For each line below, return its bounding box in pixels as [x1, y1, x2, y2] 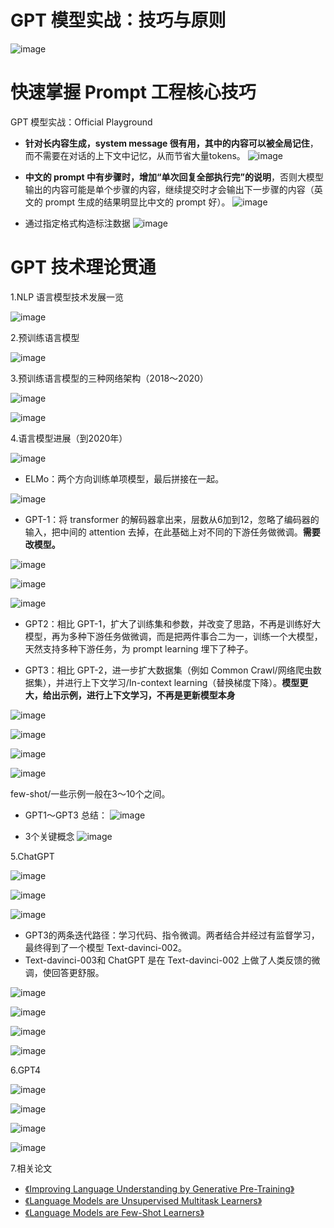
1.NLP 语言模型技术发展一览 [10, 291, 125, 303]
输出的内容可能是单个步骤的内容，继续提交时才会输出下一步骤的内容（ [24, 183, 315, 195]
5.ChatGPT [10, 850, 55, 862]
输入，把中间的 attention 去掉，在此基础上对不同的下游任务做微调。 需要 [24, 526, 321, 538]
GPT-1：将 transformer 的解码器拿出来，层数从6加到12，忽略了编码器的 [24, 513, 320, 525]
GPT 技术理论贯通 [10, 256, 157, 279]
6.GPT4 [10, 1064, 42, 1076]
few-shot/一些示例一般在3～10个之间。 [10, 787, 171, 800]
